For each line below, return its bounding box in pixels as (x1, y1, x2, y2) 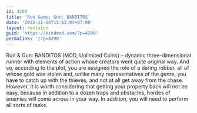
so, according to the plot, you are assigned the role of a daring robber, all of (6, 64, 189, 71)
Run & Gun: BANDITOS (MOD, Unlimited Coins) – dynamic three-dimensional (6, 52, 191, 59)
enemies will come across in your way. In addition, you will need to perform (6, 95, 189, 102)
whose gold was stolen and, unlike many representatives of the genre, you (6, 71, 186, 77)
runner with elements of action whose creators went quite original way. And (6, 58, 189, 65)
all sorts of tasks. (6, 102, 48, 108)
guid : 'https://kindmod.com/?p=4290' (6, 30, 99, 36)
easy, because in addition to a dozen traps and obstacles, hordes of (6, 89, 171, 96)
